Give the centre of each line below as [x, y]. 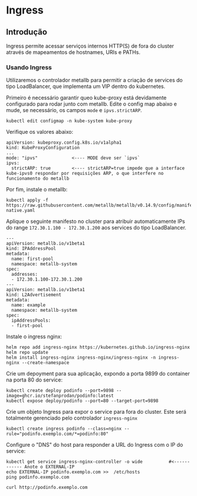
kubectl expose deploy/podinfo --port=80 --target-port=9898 [82, 401]
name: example [28, 305]
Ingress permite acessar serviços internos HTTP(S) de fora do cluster [90, 46]
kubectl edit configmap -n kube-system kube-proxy [69, 121]
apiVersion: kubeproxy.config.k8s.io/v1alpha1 [64, 143]
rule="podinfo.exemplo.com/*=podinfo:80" [57, 434]
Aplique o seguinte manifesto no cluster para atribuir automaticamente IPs [96, 221]
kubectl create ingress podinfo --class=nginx [64, 429]
